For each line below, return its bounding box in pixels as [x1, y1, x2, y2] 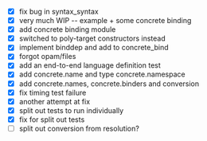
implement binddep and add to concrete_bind [18, 43, 169, 53]
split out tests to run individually [18, 105, 124, 115]
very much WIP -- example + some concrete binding [18, 16, 192, 25]
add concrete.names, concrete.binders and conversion [18, 79, 200, 88]
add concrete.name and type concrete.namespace [18, 69, 186, 79]
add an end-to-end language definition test [18, 61, 161, 70]
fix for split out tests [18, 115, 85, 124]
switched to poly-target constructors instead [18, 33, 166, 43]
